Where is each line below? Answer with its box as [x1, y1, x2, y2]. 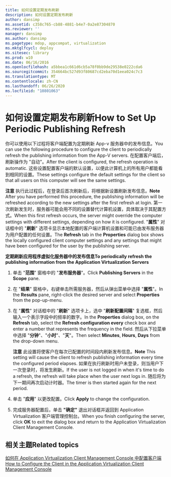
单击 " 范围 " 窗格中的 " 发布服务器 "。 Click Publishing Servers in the [12, 269, 154, 276]
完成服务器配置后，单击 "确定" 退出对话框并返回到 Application [12, 407, 144, 413]
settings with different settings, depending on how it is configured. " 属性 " [5, 219, 160, 225]
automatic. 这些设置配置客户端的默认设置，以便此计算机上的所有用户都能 [5, 165, 159, 171]
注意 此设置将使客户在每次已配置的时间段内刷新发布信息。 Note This [12, 349, 156, 355]
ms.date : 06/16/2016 [5, 60, 50, 65]
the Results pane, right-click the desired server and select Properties [12, 292, 160, 298]
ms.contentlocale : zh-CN [5, 79, 58, 84]
